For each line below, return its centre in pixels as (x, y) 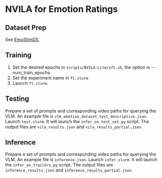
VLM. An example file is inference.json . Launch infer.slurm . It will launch (81, 160)
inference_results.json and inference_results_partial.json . (69, 170)
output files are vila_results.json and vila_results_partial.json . (74, 127)
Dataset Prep (26, 28)
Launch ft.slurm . (30, 83)
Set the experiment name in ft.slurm (50, 78)
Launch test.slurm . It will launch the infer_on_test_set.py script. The (77, 121)
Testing (17, 99)
